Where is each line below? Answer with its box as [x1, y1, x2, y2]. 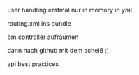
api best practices [7, 60, 59, 68]
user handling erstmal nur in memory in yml [7, 6, 133, 14]
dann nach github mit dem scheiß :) [7, 47, 110, 54]
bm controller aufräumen [7, 33, 79, 41]
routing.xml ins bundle [7, 19, 72, 27]
